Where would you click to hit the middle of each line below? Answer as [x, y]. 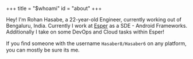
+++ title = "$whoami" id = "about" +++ [54, 8]
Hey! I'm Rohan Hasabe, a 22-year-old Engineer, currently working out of [94, 19]
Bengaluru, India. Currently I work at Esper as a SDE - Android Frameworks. [97, 26]
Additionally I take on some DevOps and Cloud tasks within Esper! [85, 32]
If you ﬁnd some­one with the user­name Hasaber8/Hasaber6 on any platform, [96, 43]
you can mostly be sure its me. [43, 50]
